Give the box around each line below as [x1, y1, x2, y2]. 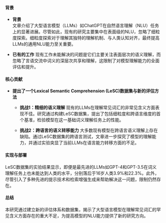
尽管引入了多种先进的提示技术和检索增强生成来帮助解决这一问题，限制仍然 [5, 176, 157, 182]
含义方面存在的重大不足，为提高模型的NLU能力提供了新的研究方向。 [9, 213, 148, 219]
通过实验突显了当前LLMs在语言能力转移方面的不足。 [33, 140, 139, 146]
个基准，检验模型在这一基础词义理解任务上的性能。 [19, 117, 124, 123]
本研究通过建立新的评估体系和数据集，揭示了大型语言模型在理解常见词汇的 [5, 206, 157, 212]
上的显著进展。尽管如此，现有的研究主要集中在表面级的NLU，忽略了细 [12, 29, 156, 35]
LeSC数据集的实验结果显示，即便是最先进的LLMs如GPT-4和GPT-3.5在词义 [5, 164, 157, 170]
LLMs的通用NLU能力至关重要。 [12, 41, 76, 47]
